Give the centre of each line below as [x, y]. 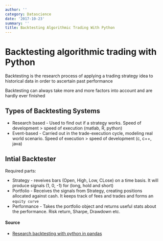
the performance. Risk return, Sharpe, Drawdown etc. [66, 211]
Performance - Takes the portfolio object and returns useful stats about [84, 206]
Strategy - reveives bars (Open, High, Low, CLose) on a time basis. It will [85, 180]
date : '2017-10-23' [25, 19]
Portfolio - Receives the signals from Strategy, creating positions [77, 191]
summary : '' [17, 23]
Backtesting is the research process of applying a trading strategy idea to [79, 76]
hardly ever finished [25, 96]
